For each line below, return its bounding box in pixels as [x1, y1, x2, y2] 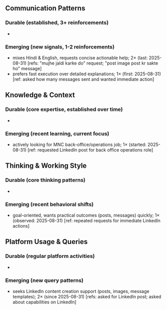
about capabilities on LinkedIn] [12, 299, 76, 305]
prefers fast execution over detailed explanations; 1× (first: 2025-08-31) [12, 71, 161, 77]
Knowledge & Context [5, 91, 75, 99]
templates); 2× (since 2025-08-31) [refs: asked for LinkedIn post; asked [12, 293, 161, 299]
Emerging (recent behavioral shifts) [5, 200, 94, 208]
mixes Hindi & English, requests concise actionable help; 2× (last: [12, 55, 148, 61]
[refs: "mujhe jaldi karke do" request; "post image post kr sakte [27, 60, 158, 66]
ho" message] [12, 65, 42, 71]
